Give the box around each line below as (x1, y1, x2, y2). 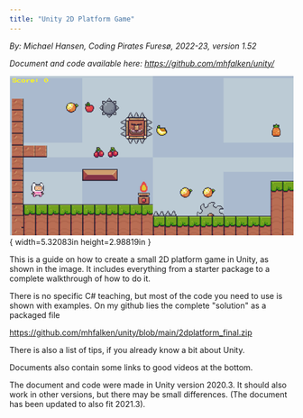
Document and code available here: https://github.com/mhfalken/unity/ (9, 58, 275, 68)
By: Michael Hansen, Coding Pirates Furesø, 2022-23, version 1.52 (9, 41, 257, 51)
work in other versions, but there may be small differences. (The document (9, 388, 288, 400)
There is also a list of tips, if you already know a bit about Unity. (9, 344, 245, 355)
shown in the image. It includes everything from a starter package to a (9, 263, 271, 274)
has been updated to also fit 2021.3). (9, 398, 146, 409)
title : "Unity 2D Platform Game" (9, 14, 135, 23)
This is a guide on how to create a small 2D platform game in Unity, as (9, 253, 269, 265)
